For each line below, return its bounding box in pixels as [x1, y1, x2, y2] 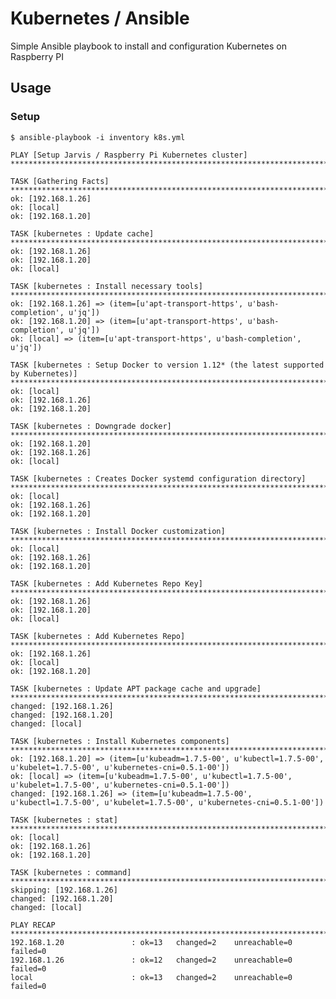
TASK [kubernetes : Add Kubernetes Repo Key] [10, 578, 203, 589]
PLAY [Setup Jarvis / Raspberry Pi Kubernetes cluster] [10, 150, 248, 160]
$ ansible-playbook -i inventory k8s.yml [10, 132, 186, 142]
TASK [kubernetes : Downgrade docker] [10, 421, 172, 431]
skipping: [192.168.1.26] [10, 885, 118, 895]
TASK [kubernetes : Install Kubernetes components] [10, 736, 230, 746]
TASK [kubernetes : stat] [10, 815, 118, 825]
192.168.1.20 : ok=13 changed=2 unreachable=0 [10, 937, 293, 947]
